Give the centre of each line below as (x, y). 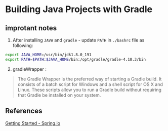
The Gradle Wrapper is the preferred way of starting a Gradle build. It (90, 79)
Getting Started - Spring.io (33, 123)
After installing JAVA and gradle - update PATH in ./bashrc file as (78, 40)
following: (23, 46)
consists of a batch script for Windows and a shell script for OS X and (90, 84)
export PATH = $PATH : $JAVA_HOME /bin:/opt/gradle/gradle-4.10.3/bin (75, 59)
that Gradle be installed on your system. (59, 95)
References (24, 111)
